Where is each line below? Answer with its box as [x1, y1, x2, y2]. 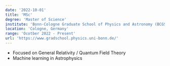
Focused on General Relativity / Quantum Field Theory [12, 49, 126, 56]
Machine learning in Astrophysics [12, 55, 82, 61]
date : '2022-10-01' [5, 7, 47, 13]
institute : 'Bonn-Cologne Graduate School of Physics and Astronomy [5, 21, 153, 27]
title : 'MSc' [5, 12, 33, 17]
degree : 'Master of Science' [5, 17, 67, 22]
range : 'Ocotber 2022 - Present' [5, 31, 76, 36]
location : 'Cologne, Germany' [5, 26, 69, 31]
